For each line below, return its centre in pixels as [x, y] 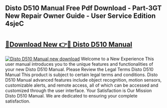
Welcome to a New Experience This [118, 59]
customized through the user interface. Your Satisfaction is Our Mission [79, 91]
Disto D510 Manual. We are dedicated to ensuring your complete [72, 96]
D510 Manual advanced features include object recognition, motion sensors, [83, 80]
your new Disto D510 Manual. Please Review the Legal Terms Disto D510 [79, 69]
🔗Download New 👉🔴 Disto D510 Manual [69, 44]
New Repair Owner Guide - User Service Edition [81, 16]
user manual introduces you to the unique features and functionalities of [79, 64]
